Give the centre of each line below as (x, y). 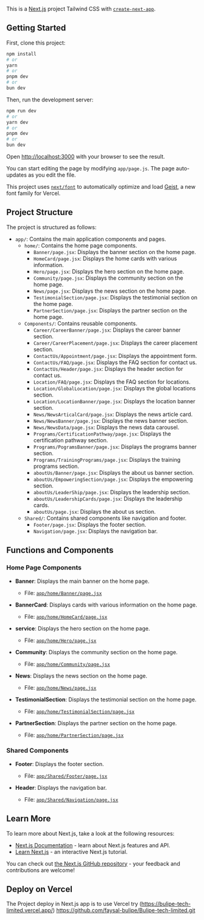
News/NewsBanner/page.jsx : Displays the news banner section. (111, 420)
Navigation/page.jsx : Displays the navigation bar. (96, 531)
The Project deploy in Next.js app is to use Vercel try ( (74, 904)
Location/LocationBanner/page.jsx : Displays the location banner (114, 401)
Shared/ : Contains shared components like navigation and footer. (105, 518)
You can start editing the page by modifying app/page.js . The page (90, 169)
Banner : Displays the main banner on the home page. (82, 581)
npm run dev (21, 111)
